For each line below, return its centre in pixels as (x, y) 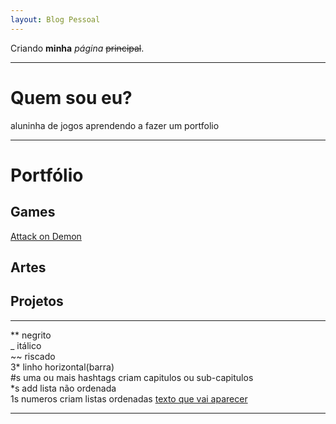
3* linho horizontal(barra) (62, 367)
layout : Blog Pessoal (55, 19)
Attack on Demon (46, 236)
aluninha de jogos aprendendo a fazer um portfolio (115, 125)
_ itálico (26, 345)
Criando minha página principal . (77, 48)
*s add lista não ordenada (63, 388)
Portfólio (47, 175)
